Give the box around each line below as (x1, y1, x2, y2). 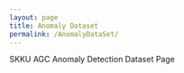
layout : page (9, 12, 59, 22)
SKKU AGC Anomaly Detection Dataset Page (9, 54, 176, 65)
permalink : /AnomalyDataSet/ (9, 29, 119, 38)
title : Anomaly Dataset (9, 21, 99, 30)
